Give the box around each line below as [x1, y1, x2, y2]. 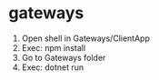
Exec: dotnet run [21, 62, 84, 73]
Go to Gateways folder [21, 52, 106, 63]
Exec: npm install [21, 42, 86, 53]
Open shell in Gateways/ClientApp [21, 33, 151, 44]
